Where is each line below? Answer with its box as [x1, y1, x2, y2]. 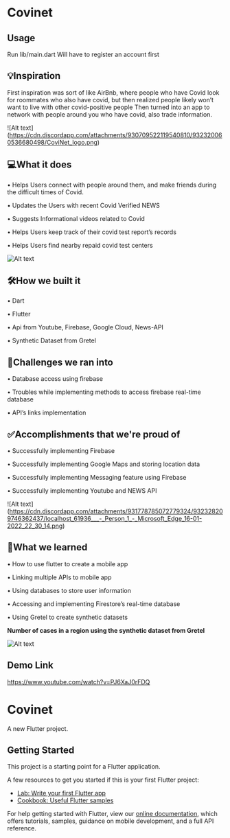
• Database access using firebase [7, 375, 103, 383]
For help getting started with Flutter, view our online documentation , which [7, 810, 218, 818]
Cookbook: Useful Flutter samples [16, 796, 114, 804]
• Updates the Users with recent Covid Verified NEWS [7, 201, 160, 209]
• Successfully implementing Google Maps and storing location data [7, 460, 200, 468]
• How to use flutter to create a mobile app [7, 559, 128, 568]
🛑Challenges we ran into [7, 356, 113, 368]
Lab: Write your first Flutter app [16, 789, 106, 798]
